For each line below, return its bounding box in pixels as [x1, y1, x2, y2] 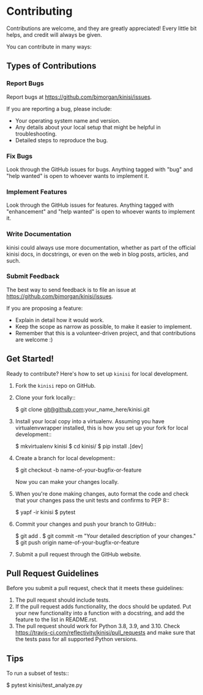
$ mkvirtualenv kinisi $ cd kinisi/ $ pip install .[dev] [15, 442, 144, 450]
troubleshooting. [15, 130, 57, 137]
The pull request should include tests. [15, 596, 111, 604]
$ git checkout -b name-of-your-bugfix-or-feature [15, 466, 142, 474]
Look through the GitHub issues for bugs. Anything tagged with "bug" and [6, 166, 193, 173]
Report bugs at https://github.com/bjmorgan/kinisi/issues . [6, 93, 152, 101]
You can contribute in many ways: [6, 43, 92, 50]
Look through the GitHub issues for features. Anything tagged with [6, 201, 174, 209]
